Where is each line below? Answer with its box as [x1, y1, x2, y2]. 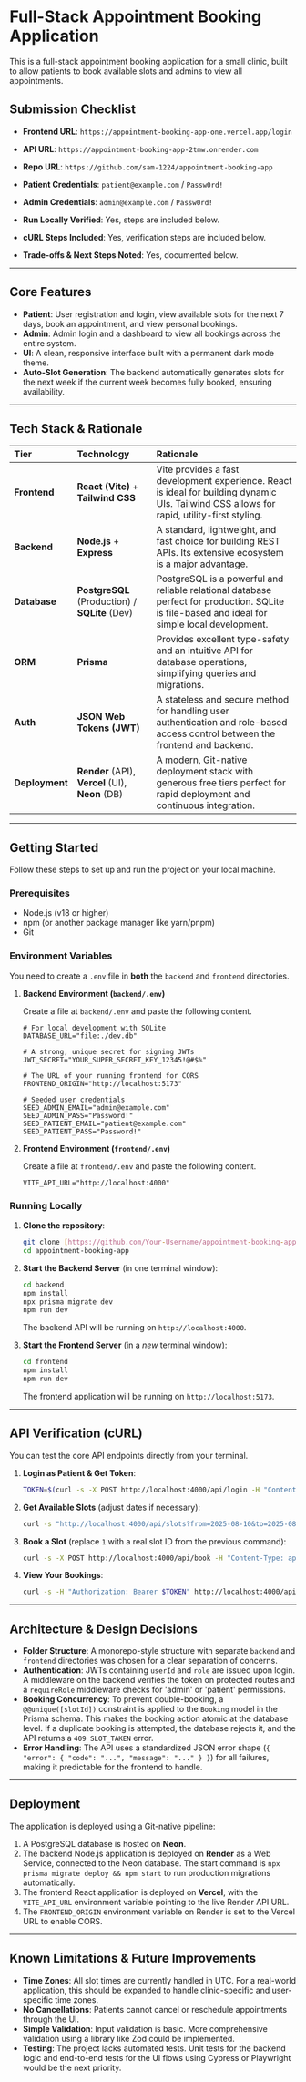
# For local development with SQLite [22, 1023, 167, 1032]
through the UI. [22, 2014, 80, 2025]
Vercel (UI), [76, 776, 127, 789]
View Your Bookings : [22, 1570, 104, 1581]
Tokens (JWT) [76, 722, 140, 734]
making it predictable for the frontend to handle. [22, 1761, 203, 1773]
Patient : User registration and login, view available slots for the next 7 [22, 308, 284, 320]
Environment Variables [9, 949, 113, 962]
